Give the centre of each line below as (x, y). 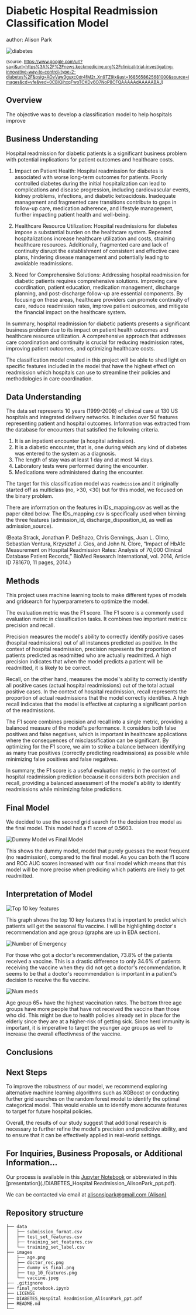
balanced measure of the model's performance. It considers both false (91, 728)
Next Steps (27, 1072)
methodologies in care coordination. (50, 378)
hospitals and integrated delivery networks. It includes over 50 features (92, 417)
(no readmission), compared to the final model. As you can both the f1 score (98, 857)
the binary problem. (30, 496)
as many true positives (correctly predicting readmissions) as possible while (98, 753)
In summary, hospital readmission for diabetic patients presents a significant (98, 323)
